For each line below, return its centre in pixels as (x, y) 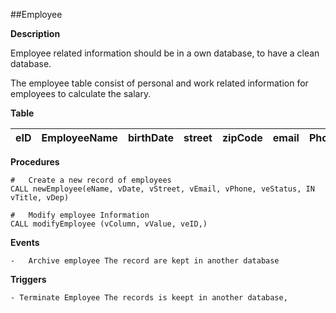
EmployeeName (79, 137)
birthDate (151, 137)
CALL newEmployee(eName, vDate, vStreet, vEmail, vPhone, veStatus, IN (162, 189)
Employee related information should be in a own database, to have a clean (165, 53)
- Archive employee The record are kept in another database (145, 261)
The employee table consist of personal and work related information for (159, 83)
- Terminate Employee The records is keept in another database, (149, 298)
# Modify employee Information (80, 215)
